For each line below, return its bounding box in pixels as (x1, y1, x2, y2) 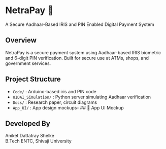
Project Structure (5, 75, 61, 84)
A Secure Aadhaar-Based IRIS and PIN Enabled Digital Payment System (5, 21, 155, 27)
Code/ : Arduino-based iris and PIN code (12, 88, 96, 94)
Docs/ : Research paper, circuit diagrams (12, 99, 97, 105)
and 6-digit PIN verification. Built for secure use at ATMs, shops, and (5, 55, 149, 61)
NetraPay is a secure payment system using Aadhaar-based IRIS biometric (5, 49, 161, 55)
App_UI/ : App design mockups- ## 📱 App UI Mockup (12, 104, 124, 110)
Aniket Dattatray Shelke (5, 133, 55, 139)
